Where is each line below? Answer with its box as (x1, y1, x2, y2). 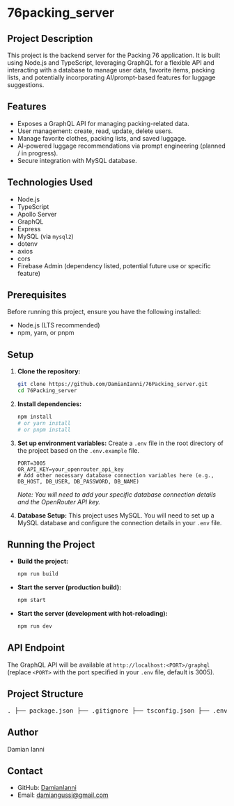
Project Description (7, 33, 93, 45)
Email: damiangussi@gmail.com (17, 791, 109, 799)
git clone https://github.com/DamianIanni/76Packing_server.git (17, 381, 208, 388)
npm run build (17, 571, 58, 578)
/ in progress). (17, 148, 58, 157)
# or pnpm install (17, 426, 71, 433)
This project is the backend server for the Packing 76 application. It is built (7, 51, 221, 59)
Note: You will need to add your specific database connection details (17, 490, 217, 499)
